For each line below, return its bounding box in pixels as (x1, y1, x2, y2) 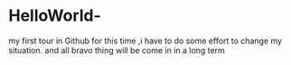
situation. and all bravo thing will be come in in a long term (8, 44, 225, 55)
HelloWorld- (8, 5, 101, 26)
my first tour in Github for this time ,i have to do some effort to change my (8, 35, 282, 46)
